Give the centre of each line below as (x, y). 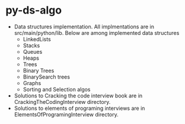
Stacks (31, 45)
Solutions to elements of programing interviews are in (79, 108)
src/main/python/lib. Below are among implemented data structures (97, 32)
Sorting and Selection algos (57, 89)
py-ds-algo (34, 10)
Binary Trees (39, 70)
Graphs (32, 83)
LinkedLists (37, 39)
